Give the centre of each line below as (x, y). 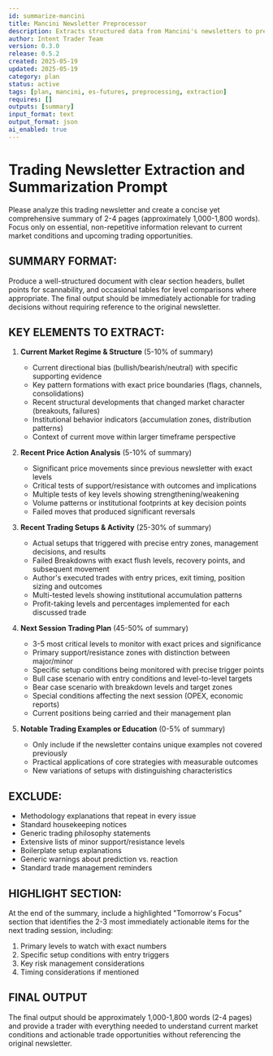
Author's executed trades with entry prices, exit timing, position (139, 578)
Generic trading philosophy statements (85, 833)
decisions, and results (69, 552)
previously (50, 753)
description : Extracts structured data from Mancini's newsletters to (130, 31)
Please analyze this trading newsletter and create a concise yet (115, 209)
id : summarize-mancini (47, 16)
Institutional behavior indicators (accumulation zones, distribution (142, 419)
